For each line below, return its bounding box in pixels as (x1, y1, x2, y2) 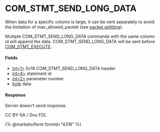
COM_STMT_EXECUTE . (5, 44, 52, 49)
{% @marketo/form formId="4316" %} (5, 121, 81, 127)
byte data (12, 81, 32, 87)
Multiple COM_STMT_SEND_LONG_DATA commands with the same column (5, 33, 155, 39)
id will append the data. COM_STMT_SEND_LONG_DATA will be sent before (5, 38, 155, 44)
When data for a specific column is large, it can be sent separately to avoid (5, 19, 155, 25)
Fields (5, 55, 18, 60)
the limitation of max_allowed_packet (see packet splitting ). (5, 24, 124, 29)
